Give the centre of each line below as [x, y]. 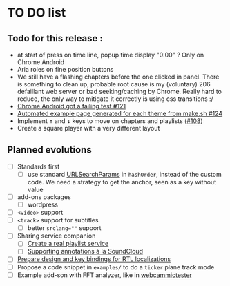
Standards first [38, 166]
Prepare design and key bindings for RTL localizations [94, 259]
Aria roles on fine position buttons [65, 69]
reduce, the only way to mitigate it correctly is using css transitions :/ [115, 99]
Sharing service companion [56, 236]
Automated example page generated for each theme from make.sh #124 [120, 113]
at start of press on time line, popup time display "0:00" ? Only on [111, 55]
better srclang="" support [64, 228]
